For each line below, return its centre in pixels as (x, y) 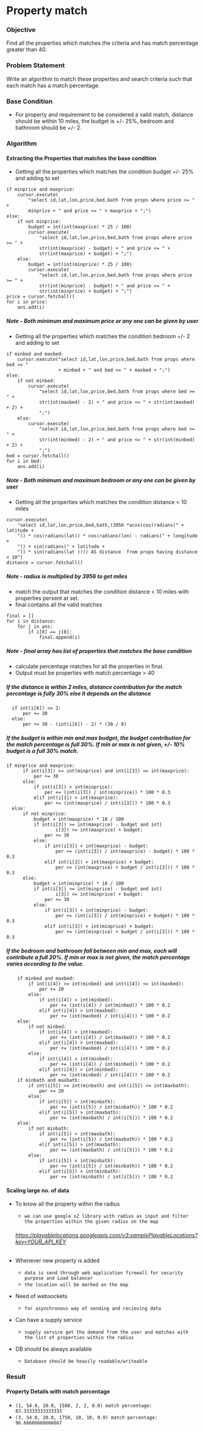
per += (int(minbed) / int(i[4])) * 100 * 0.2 (110, 1075)
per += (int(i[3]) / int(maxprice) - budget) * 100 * (125, 851)
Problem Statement (36, 66)
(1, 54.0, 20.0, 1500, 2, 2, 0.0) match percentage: (84, 1406)
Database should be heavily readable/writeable (86, 1361)
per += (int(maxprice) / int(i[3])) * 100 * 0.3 (108, 803)
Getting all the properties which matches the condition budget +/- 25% (104, 172)
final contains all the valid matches (59, 605)
